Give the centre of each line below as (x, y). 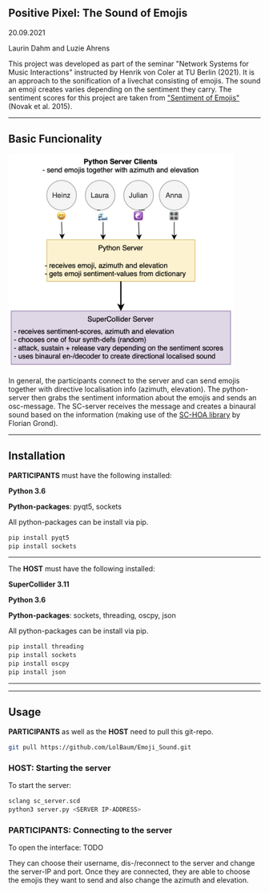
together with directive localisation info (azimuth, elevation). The (114, 389)
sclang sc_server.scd (44, 801)
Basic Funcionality (55, 139)
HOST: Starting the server (60, 768)
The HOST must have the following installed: (82, 569)
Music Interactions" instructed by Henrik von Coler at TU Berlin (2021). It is (131, 72)
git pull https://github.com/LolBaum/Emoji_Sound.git (100, 747)
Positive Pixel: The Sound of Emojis (98, 13)
